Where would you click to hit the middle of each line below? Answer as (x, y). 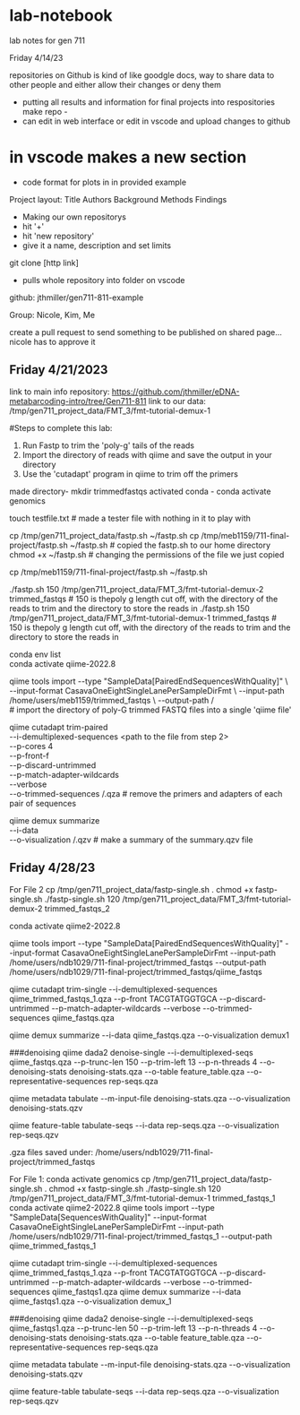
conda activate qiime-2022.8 (63, 663)
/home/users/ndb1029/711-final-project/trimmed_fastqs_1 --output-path (141, 1236)
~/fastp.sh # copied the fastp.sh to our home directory (171, 545)
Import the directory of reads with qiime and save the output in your (147, 454)
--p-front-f (29, 755)
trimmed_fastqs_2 (77, 908)
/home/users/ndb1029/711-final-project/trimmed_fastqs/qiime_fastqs (136, 971)
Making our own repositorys (74, 217)
